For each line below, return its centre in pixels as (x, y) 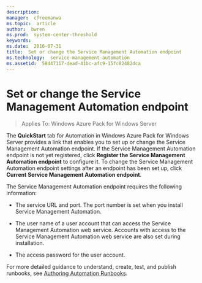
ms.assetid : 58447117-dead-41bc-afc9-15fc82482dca (73, 63)
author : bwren (26, 29)
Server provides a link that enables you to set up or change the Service (96, 142)
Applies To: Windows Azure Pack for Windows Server (89, 124)
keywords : (19, 41)
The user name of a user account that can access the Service (93, 223)
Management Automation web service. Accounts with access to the (100, 230)
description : (23, 12)
